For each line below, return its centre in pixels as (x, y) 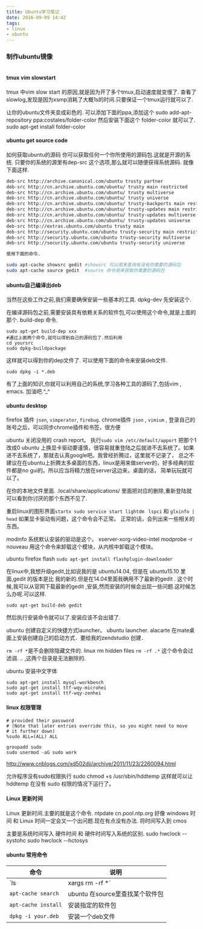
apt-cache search (34, 893)
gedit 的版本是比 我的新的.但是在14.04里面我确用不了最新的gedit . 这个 (101, 579)
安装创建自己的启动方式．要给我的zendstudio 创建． (82, 638)
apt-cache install (36, 905)
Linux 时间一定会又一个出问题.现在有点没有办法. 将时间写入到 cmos (103, 821)
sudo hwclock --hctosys (57, 840)
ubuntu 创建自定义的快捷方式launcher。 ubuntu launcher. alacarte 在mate (98, 630)
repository (19, 120)
